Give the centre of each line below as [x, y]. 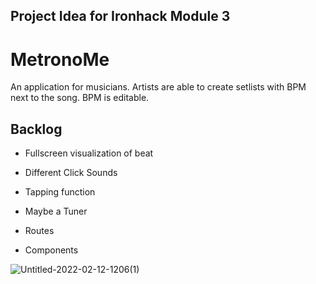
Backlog [36, 129]
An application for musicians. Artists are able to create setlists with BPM [158, 87]
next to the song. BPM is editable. [80, 98]
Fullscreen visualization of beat [89, 153]
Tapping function [60, 192]
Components [51, 250]
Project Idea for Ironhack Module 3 [120, 16]
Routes [39, 231]
